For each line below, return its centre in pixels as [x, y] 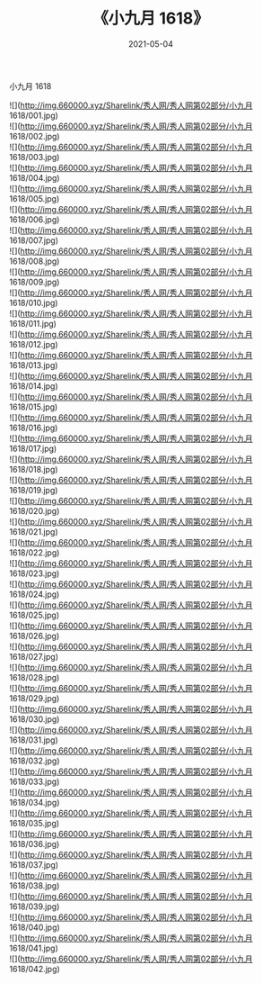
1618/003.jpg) [35, 157]
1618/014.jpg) [34, 386]
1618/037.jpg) [34, 864]
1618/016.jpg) [34, 428]
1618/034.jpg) [35, 802]
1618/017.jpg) [33, 448]
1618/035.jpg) [35, 823]
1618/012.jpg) [34, 344]
